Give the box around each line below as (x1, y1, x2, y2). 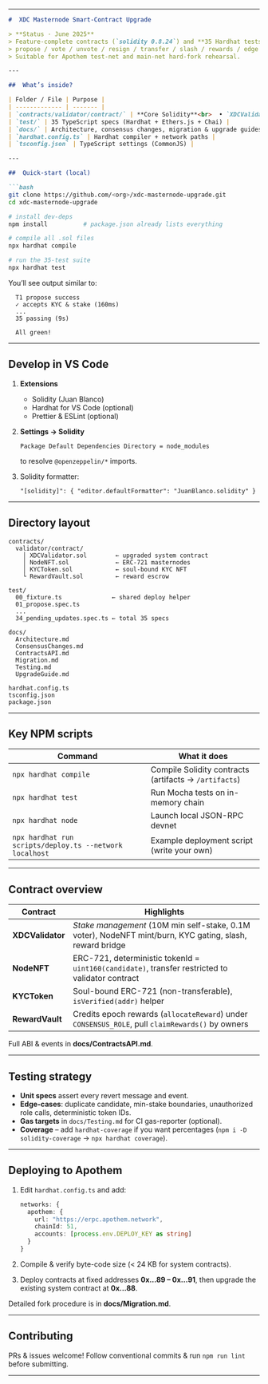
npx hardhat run (12, 833, 74, 842)
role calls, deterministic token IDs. (19, 1107, 132, 1117)
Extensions (19, 378, 58, 388)
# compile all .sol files (8, 235, 94, 243)
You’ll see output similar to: (8, 278, 97, 287)
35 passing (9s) (15, 314, 69, 322)
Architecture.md (15, 635, 69, 643)
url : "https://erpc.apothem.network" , (34, 1215, 164, 1224)
